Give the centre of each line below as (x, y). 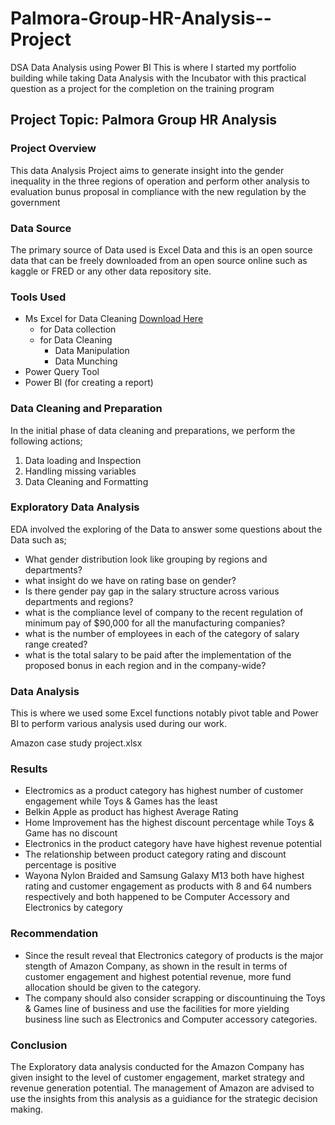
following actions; (46, 441)
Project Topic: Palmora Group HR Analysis (144, 120)
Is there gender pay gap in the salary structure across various (152, 591)
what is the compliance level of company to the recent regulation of (164, 612)
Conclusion (39, 1045)
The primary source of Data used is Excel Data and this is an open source (161, 249)
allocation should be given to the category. (113, 987)
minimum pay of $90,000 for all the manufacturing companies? (155, 623)
